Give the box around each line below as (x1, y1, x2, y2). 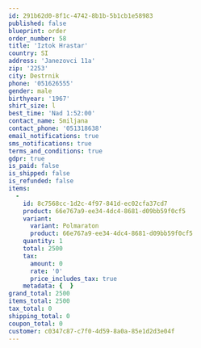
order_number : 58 (8, 34, 67, 43)
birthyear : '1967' (8, 94, 70, 103)
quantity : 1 (23, 237, 63, 245)
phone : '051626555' (8, 79, 74, 87)
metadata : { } (23, 282, 74, 291)
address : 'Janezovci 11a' (8, 57, 95, 65)
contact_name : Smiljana (8, 117, 89, 125)
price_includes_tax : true (29, 275, 117, 283)
